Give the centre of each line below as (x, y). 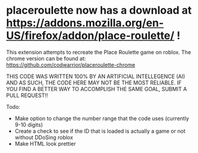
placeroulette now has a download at (99, 10)
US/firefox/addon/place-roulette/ (90, 36)
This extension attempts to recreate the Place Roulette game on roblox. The (99, 52)
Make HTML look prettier (45, 143)
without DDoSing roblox (44, 137)
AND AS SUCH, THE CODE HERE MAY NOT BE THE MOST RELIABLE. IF (94, 82)
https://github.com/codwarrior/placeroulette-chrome (71, 65)
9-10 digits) (29, 124)
